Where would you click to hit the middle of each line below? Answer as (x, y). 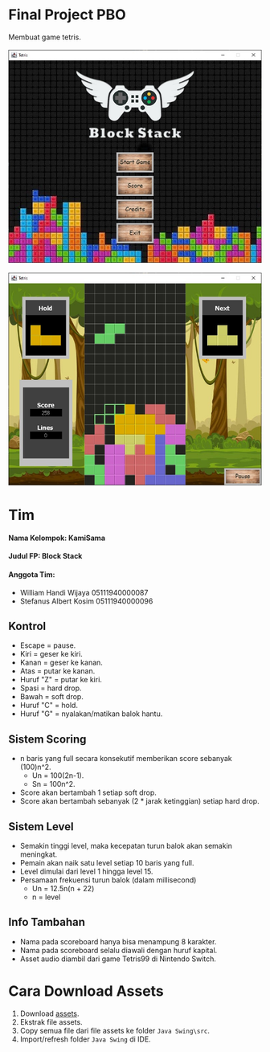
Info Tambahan (47, 922)
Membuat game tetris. (45, 37)
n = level (46, 897)
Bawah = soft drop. (52, 697)
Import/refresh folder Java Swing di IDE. (85, 1039)
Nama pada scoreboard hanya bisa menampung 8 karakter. (118, 941)
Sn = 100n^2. (53, 784)
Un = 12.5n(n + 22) (63, 889)
